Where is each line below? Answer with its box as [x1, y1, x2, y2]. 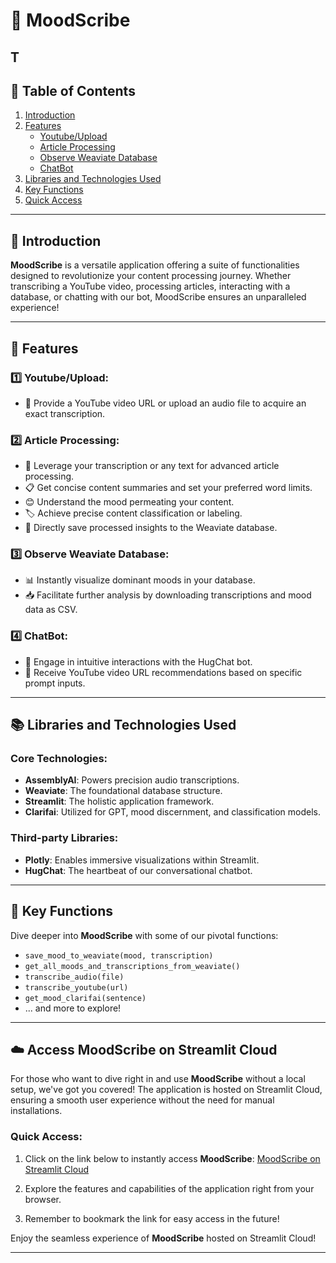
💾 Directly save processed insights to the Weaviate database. [24, 522, 278, 534]
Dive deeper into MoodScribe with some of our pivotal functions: [10, 929, 279, 941]
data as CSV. [24, 604, 78, 616]
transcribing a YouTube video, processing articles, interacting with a [10, 280, 291, 293]
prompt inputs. [24, 677, 86, 689]
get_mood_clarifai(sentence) [24, 993, 147, 1003]
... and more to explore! [24, 1002, 122, 1014]
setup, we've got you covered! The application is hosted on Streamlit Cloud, [10, 1084, 323, 1096]
